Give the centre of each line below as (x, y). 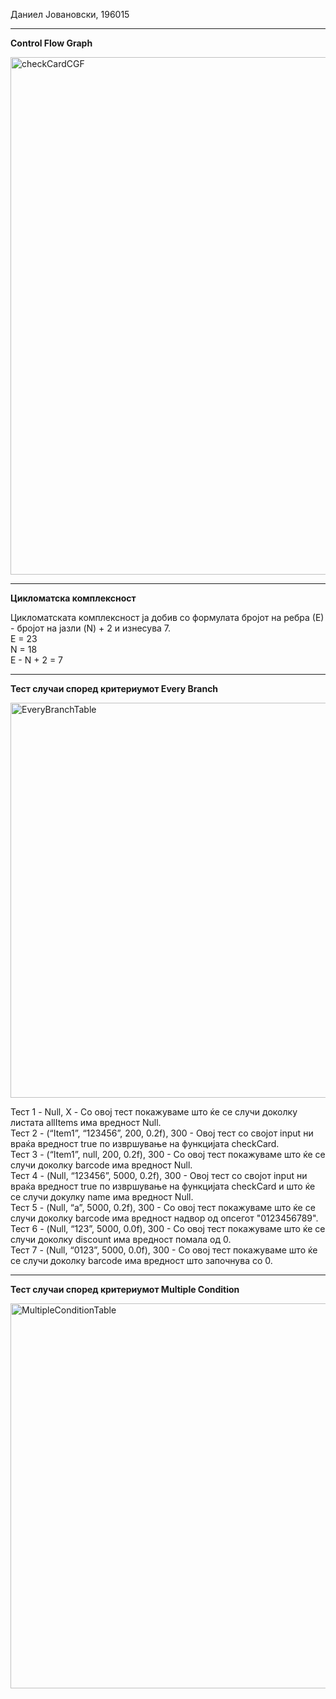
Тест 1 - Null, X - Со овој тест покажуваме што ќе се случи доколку (154, 1112)
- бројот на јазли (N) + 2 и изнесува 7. (91, 628)
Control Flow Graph (51, 43)
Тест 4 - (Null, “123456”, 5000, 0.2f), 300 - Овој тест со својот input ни (159, 1175)
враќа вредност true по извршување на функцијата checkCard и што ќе (163, 1186)
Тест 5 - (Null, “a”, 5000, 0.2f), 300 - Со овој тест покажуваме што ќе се (163, 1207)
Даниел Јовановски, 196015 (70, 14)
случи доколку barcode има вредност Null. (101, 1165)
